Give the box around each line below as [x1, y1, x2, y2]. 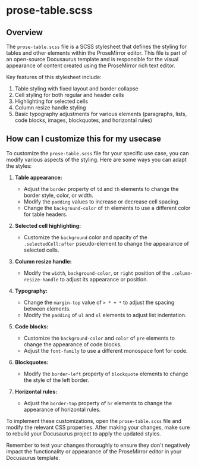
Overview [6, 27, 43, 37]
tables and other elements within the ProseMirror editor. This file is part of [6, 49, 187, 57]
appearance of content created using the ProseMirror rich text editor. [6, 62, 175, 69]
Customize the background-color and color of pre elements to [23, 334, 175, 341]
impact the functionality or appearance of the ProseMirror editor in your [6, 447, 182, 455]
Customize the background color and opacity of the [23, 233, 147, 241]
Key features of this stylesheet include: [6, 74, 102, 80]
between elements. [23, 305, 71, 312]
